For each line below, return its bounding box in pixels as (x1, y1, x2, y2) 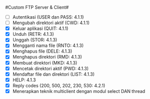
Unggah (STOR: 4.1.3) (12, 37, 57, 43)
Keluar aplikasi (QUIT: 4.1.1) (12, 25, 69, 32)
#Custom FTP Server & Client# (5, 5, 69, 10)
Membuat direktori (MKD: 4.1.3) (12, 60, 78, 66)
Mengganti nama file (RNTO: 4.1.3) (12, 42, 84, 48)
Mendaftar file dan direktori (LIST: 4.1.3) (12, 71, 95, 77)
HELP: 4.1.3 (12, 77, 36, 83)
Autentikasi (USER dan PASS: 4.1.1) (12, 14, 84, 20)
